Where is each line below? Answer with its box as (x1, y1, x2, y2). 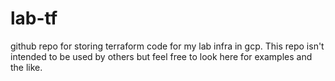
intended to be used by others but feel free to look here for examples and (10, 50, 313, 62)
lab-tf (10, 7, 58, 30)
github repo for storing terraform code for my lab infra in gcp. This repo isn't (10, 40, 325, 52)
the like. (10, 61, 43, 73)
